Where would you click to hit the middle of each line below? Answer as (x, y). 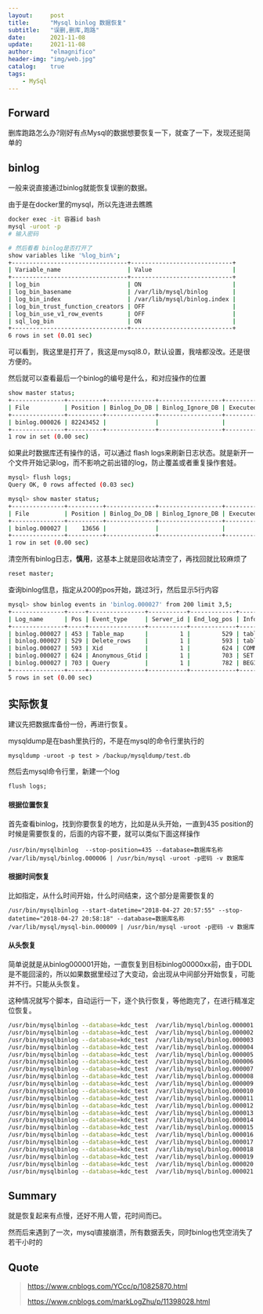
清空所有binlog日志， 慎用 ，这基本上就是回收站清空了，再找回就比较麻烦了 (128, 559)
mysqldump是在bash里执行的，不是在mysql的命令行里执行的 (106, 741)
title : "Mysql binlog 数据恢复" (67, 23)
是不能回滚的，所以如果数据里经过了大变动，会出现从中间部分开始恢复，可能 (131, 974)
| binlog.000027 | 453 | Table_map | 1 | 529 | (124, 634)
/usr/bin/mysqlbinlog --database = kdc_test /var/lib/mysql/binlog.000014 (131, 1120)
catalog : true (36, 67)
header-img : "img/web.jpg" (52, 60)
